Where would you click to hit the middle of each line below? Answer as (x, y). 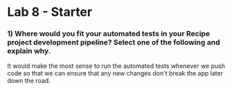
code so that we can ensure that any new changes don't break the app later (115, 73)
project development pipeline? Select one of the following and (114, 42)
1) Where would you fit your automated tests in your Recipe (108, 34)
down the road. (29, 81)
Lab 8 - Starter (50, 12)
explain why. (29, 51)
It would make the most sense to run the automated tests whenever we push (116, 66)
